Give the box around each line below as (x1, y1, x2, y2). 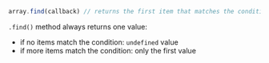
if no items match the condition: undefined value (19, 37, 179, 47)
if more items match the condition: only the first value (19, 45, 196, 55)
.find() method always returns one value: (8, 22, 148, 31)
